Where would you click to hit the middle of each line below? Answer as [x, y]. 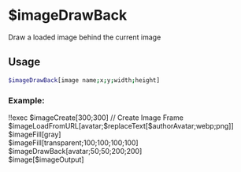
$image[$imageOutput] [46, 159]
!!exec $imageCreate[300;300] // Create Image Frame [96, 118]
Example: [26, 100]
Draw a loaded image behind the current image [85, 37]
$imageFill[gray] [35, 134]
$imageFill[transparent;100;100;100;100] [74, 142]
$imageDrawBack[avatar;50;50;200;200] [75, 151]
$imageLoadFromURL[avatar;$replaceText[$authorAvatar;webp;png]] [121, 125]
